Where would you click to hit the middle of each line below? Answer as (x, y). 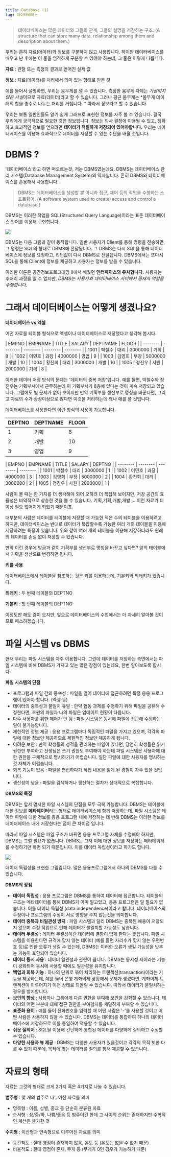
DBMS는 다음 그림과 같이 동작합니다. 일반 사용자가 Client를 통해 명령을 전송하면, (85, 242)
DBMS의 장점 (19, 885)
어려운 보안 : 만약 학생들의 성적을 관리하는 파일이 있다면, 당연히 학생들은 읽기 (89, 744)
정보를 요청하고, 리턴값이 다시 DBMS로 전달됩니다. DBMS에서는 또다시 (93, 255)
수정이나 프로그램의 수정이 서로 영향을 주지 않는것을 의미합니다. (76, 915)
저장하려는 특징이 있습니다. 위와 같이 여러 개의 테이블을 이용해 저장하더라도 (80, 530)
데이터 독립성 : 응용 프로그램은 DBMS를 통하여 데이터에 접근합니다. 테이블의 (88, 896)
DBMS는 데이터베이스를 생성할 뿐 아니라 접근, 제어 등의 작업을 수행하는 (88, 193)
